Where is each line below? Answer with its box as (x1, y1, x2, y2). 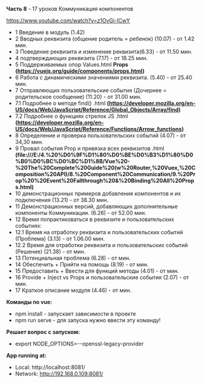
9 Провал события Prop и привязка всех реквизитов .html (15, 145, 165, 152)
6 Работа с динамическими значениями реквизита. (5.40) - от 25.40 (15, 74, 192, 81)
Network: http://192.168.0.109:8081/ (15, 370, 103, 377)
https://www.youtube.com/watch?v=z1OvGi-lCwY (6, 17, 131, 24)
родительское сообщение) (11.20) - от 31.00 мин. (15, 93, 142, 100)
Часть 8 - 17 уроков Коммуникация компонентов (6, 5, 134, 12)
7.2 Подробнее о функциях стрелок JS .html (15, 112, 128, 120)
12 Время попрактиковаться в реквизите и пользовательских (15, 215, 174, 223)
